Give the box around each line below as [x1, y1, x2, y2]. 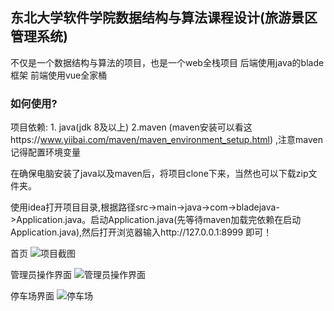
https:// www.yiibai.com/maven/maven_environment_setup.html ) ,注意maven [10, 134, 323, 146]
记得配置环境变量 [10, 146, 81, 158]
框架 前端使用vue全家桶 [10, 69, 108, 81]
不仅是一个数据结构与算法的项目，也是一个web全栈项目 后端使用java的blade [10, 56, 325, 68]
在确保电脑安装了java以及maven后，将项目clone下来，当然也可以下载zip [10, 168, 309, 180]
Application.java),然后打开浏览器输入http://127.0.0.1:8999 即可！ [10, 226, 273, 238]
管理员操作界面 [10, 269, 72, 281]
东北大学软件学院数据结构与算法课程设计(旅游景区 [10, 9, 318, 27]
